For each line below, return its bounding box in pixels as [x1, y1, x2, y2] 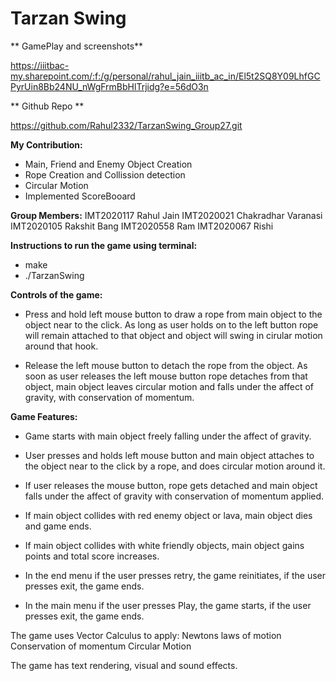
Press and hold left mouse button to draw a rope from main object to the [24, 308, 323, 320]
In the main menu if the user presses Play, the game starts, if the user [24, 599, 312, 611]
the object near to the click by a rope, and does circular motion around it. [24, 460, 326, 472]
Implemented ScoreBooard [24, 190, 136, 202]
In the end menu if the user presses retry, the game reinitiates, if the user [24, 569, 327, 581]
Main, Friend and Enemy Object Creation [24, 158, 193, 170]
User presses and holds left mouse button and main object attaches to [24, 449, 315, 461]
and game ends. [24, 520, 92, 532]
